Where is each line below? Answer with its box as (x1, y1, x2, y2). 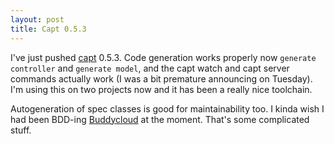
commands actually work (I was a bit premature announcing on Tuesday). (10, 72, 313, 85)
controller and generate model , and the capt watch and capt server (10, 62, 290, 74)
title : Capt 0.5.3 (10, 24, 87, 34)
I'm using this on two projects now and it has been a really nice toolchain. (10, 83, 313, 95)
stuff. (10, 124, 32, 136)
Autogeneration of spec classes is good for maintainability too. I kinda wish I (10, 102, 325, 115)
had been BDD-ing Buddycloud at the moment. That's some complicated (10, 113, 310, 125)
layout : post (10, 14, 65, 25)
